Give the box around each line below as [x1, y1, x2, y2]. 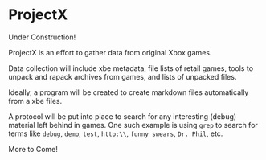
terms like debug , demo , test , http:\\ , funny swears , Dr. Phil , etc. [8, 129, 223, 138]
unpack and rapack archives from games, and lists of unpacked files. [8, 72, 237, 81]
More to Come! [8, 144, 59, 154]
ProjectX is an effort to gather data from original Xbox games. [8, 47, 212, 57]
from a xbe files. [8, 96, 63, 105]
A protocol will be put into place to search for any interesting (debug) [8, 111, 237, 121]
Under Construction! [8, 32, 76, 42]
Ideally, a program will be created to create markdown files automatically [8, 87, 249, 97]
